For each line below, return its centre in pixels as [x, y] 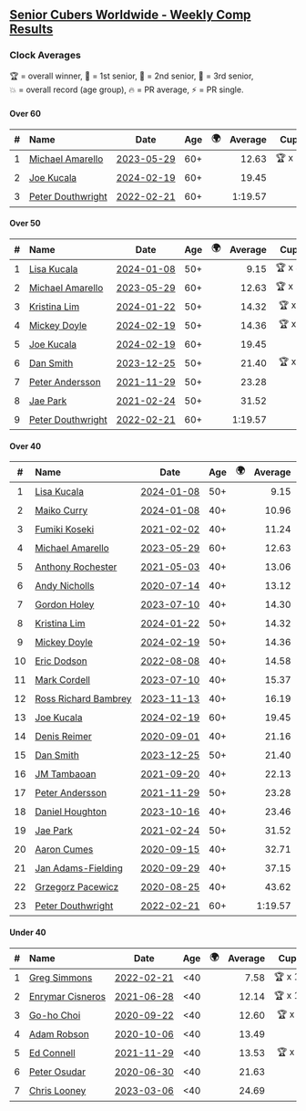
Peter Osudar [57, 1072]
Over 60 [25, 114]
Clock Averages [46, 56]
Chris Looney [57, 1090]
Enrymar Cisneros [67, 996]
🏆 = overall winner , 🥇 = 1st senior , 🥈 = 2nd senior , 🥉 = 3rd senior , [132, 76]
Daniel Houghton [71, 812]
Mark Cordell [63, 679]
